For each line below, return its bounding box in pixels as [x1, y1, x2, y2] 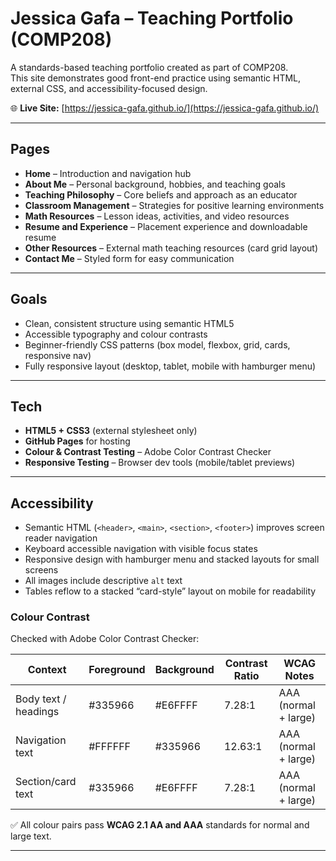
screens [24, 564, 59, 576]
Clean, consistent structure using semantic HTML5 [24, 317, 235, 329]
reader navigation [24, 532, 98, 544]
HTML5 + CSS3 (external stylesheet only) [24, 425, 198, 437]
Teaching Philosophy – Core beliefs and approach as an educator [24, 188, 298, 201]
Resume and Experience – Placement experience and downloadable [24, 220, 308, 232]
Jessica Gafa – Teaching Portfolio [10, 7, 294, 30]
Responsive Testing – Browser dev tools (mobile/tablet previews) [24, 457, 296, 469]
